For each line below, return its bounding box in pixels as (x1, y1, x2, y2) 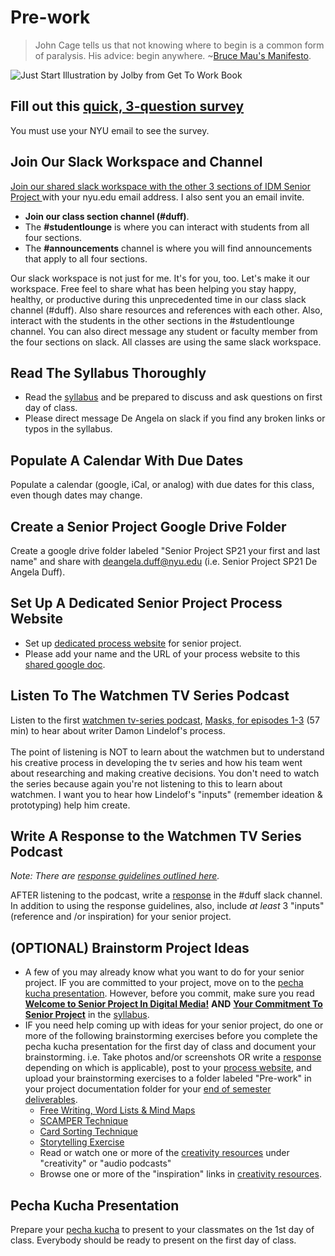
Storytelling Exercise (39, 1136, 125, 1148)
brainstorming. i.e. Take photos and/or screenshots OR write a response (24, 1051, 322, 1063)
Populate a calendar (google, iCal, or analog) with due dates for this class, (10, 479, 315, 491)
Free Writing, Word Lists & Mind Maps (39, 1104, 196, 1116)
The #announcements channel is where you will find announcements (24, 242, 313, 254)
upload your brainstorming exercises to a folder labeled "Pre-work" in (24, 1072, 312, 1085)
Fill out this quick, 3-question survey (10, 98, 245, 115)
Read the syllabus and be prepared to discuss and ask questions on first (24, 391, 323, 403)
